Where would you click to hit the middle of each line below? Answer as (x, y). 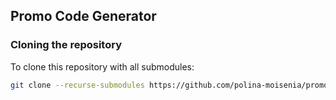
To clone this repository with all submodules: (102, 66)
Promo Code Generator (83, 16)
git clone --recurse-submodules (77, 85)
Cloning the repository (66, 45)
